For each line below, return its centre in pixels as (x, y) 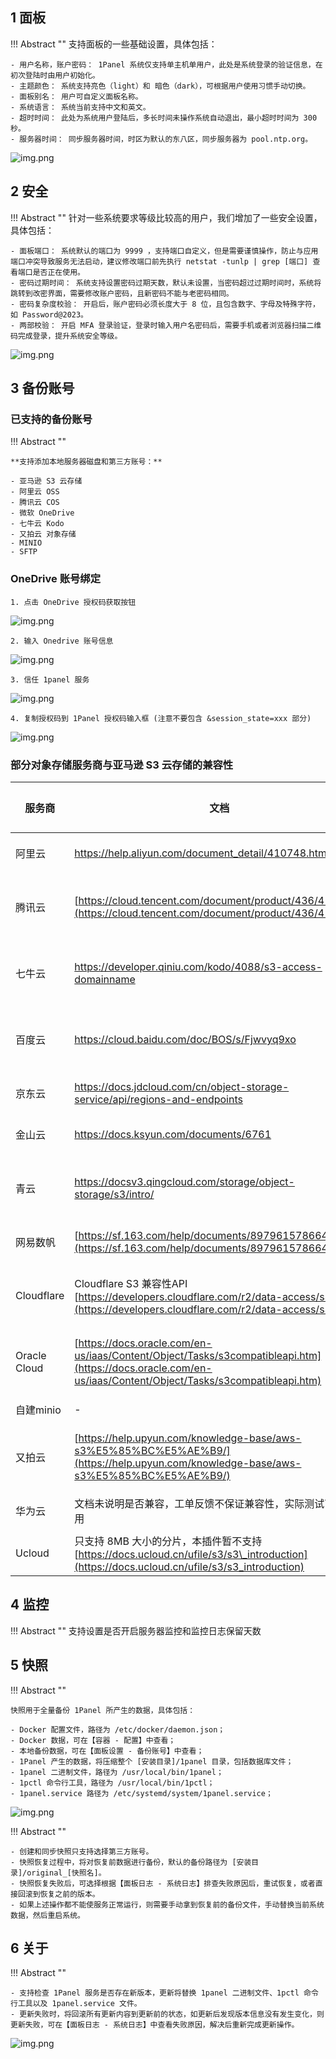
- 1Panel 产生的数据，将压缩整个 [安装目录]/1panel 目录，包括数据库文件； (152, 1761)
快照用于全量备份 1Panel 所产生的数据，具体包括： (103, 1710)
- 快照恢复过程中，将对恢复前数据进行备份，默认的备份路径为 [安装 (131, 1862)
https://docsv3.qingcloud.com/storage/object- (184, 1181)
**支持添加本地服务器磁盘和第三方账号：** (86, 462)
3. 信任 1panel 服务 (50, 679)
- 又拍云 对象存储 (43, 534)
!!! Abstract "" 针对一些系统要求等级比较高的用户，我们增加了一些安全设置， (166, 217)
